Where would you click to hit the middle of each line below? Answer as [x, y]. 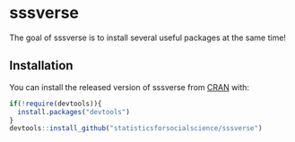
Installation [41, 66]
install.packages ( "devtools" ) [74, 112]
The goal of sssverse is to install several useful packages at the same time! [148, 38]
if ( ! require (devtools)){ [56, 104]
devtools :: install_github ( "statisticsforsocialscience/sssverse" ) [136, 129]
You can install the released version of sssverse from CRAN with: [129, 87]
